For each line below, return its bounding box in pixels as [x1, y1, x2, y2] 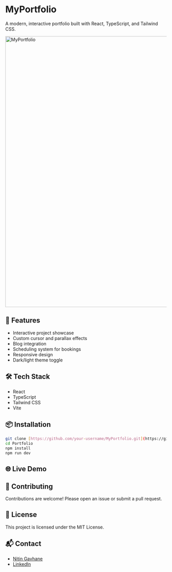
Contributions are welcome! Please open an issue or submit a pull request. [5, 496, 162, 502]
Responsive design [12, 351, 53, 357]
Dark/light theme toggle [12, 357, 63, 363]
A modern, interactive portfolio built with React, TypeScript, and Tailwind [5, 20, 158, 27]
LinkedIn [12, 561, 31, 567]
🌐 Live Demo [5, 465, 47, 473]
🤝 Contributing [5, 482, 53, 491]
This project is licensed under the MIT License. [5, 524, 104, 530]
